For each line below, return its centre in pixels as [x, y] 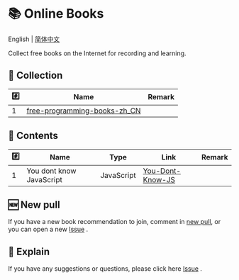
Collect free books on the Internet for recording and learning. [97, 53]
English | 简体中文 [34, 39]
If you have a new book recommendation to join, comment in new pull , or [115, 222]
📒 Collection [35, 75]
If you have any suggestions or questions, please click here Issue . [105, 269]
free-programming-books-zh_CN [84, 111]
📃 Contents [33, 136]
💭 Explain [29, 251]
